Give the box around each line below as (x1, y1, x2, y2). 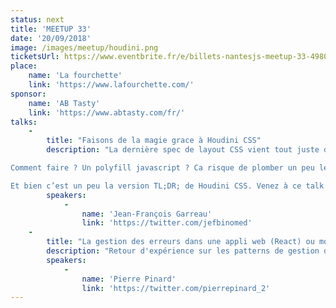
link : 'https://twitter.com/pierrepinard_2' (81, 283, 271, 293)
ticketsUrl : (10, 52, 60, 62)
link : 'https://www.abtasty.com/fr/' (28, 107, 186, 118)
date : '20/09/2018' (10, 33, 92, 43)
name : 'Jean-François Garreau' (81, 209, 213, 219)
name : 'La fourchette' (28, 71, 123, 81)
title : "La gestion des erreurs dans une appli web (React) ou (46, 237, 315, 247)
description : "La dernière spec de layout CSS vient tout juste (46, 145, 320, 155)
